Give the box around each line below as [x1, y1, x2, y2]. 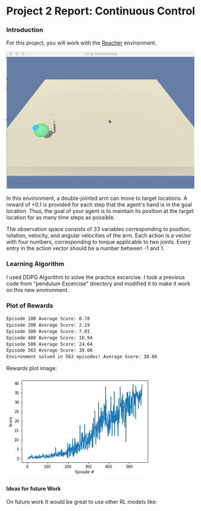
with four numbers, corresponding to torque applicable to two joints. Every [6, 238, 191, 246]
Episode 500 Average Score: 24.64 [6, 341, 93, 347]
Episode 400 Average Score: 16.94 [6, 335, 93, 341]
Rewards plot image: [6, 365, 57, 372]
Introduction [6, 26, 43, 34]
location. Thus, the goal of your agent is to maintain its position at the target [6, 208, 194, 215]
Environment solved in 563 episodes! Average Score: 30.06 [6, 354, 158, 360]
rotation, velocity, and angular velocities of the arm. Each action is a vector [6, 232, 191, 239]
